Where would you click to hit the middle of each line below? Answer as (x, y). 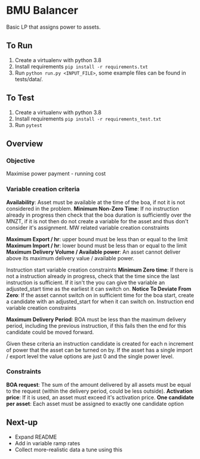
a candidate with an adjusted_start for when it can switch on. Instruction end (100, 301)
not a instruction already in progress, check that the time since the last (93, 276)
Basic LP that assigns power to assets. (53, 27)
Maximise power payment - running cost (56, 174)
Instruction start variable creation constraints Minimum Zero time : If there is (100, 270)
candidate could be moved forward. (50, 332)
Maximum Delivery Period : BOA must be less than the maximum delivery (96, 319)
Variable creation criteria (43, 189)
